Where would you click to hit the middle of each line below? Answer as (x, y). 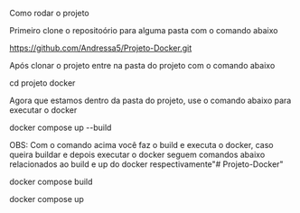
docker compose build (51, 181)
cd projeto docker (42, 83)
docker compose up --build (61, 127)
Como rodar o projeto (50, 13)
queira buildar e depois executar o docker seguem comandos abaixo (137, 154)
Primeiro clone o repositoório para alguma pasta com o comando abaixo (144, 30)
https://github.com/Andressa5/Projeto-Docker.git (101, 48)
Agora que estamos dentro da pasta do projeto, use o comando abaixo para (150, 100)
